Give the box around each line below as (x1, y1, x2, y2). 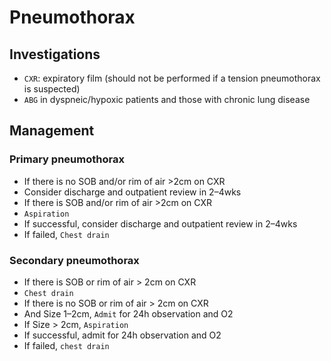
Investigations (9, 46, 101, 63)
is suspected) (23, 83, 81, 95)
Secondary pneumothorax (9, 253, 140, 267)
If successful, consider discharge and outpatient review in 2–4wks (23, 217, 298, 230)
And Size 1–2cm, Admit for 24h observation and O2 (23, 307, 234, 320)
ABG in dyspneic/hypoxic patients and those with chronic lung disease (23, 94, 311, 105)
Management (9, 122, 95, 140)
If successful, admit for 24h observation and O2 (23, 329, 222, 341)
